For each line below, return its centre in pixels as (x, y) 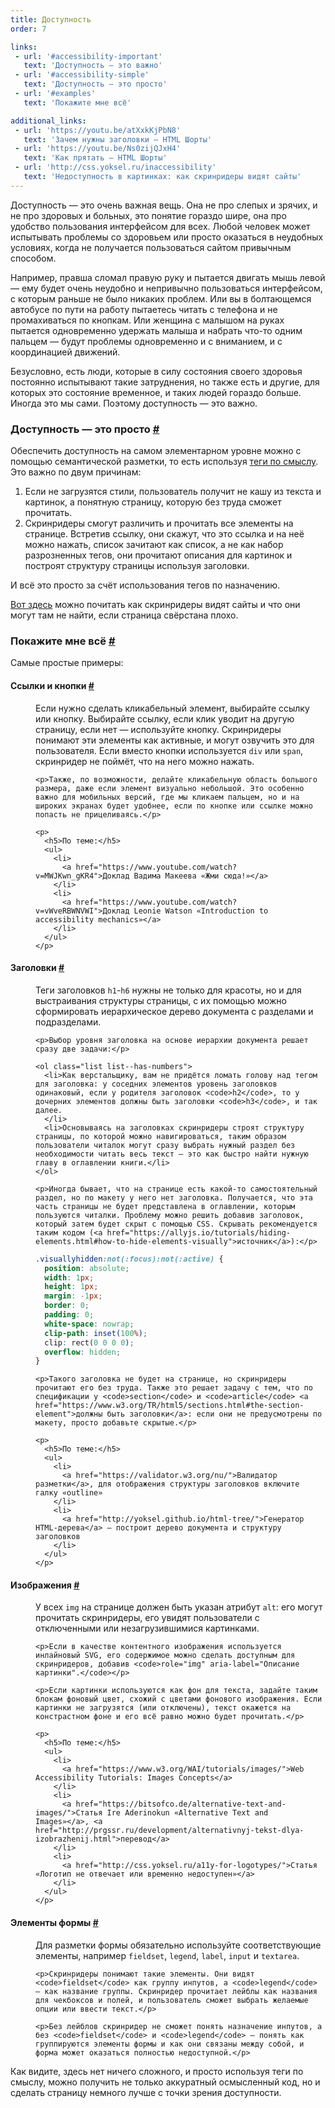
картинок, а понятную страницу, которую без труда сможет (153, 502)
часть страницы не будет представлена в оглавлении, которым (165, 1206)
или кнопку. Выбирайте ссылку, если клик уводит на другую (165, 718)
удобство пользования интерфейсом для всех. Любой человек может (160, 226)
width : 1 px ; (69, 1277)
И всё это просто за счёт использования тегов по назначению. (145, 585)
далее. (49, 1110)
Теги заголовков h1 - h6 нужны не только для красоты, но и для (168, 990)
